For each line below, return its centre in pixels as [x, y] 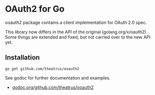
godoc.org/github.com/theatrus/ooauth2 [53, 87]
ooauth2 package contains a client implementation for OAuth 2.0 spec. [76, 22]
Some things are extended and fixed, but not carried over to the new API [78, 37]
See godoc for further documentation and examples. [58, 78]
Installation [22, 58]
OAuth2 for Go [35, 9]
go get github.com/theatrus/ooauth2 [42, 69]
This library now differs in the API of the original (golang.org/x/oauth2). [76, 32]
